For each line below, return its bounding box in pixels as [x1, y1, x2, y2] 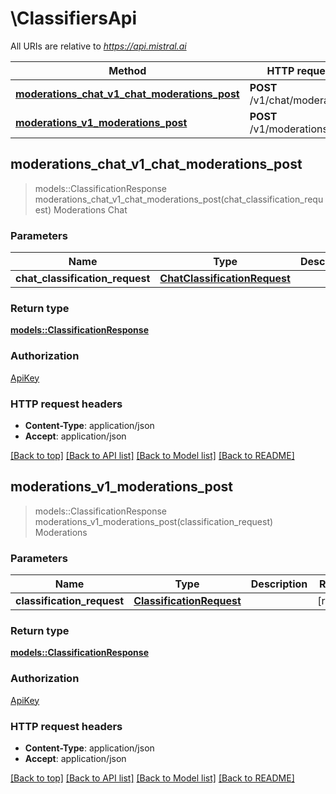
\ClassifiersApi [10, 7, 138, 30]
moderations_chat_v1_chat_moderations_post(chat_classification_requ [34, 193, 324, 205]
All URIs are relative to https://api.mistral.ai [10, 40, 187, 52]
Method [108, 63, 147, 77]
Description [250, 577, 308, 591]
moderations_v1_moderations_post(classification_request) [34, 515, 274, 527]
